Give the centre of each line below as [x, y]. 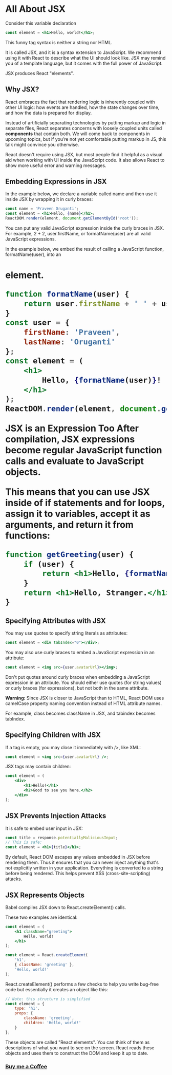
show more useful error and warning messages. [56, 165]
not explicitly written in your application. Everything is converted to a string [84, 868]
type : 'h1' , [27, 1008]
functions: [28, 535]
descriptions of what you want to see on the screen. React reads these [80, 1048]
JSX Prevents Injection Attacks [56, 816]
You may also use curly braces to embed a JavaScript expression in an [80, 652]
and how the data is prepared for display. [49, 113]
